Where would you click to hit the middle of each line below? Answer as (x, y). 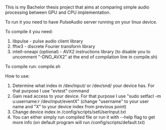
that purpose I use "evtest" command (51, 91)
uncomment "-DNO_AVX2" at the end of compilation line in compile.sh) (85, 57)
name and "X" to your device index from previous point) (69, 107)
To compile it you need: (29, 31)
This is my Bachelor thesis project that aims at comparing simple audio (77, 7)
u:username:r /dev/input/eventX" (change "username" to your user (81, 101)
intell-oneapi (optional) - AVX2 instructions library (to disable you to (81, 52)
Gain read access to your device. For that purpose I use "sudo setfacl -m (86, 96)
